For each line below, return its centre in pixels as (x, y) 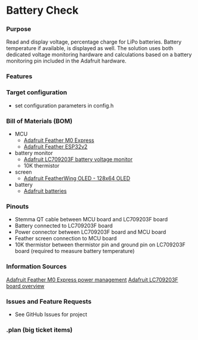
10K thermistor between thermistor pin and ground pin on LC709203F (100, 245)
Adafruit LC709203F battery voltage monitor (78, 159)
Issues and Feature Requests (49, 301)
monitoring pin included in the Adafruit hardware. (66, 61)
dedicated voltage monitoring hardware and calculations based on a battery (99, 55)
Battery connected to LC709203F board (64, 226)
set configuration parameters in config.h (64, 106)
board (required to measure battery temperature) (75, 251)
